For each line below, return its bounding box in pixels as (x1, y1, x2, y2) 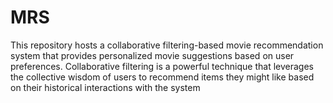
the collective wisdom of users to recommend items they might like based (10, 71, 315, 83)
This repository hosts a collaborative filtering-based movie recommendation (10, 39, 324, 51)
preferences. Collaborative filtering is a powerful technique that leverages (10, 60, 315, 72)
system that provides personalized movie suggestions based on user (10, 49, 295, 61)
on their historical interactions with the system (10, 81, 201, 93)
